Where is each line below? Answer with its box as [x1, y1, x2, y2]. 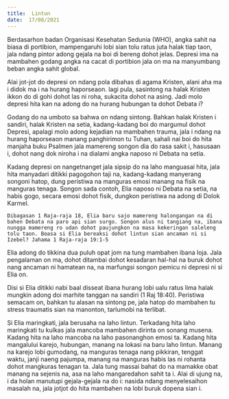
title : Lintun [7, 10, 51, 17]
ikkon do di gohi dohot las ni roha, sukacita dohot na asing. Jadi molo [7, 92, 203, 100]
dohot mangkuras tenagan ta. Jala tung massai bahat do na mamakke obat [7, 362, 218, 370]
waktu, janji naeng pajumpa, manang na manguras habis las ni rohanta [7, 354, 206, 363]
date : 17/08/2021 [7, 16, 60, 23]
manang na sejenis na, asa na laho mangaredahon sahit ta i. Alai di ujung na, [7, 370, 223, 378]
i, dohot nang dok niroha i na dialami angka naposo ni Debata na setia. [7, 149, 206, 158]
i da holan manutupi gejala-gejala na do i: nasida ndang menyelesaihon [7, 376, 208, 385]
